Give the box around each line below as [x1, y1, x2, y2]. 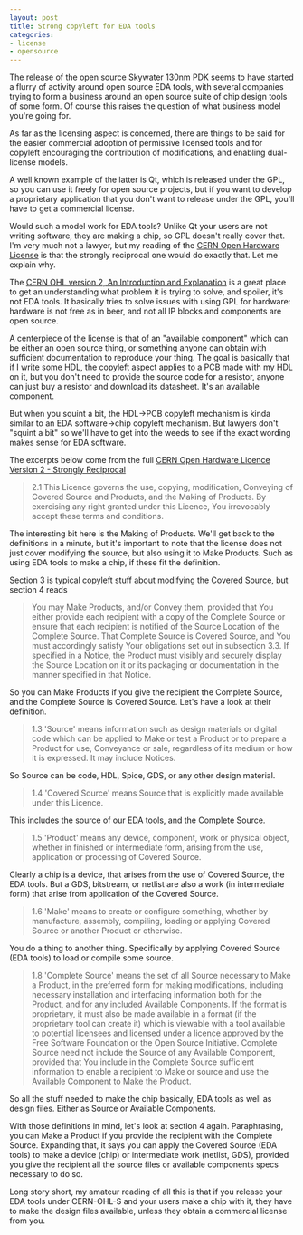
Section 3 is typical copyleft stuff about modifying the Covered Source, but [9, 574, 289, 585]
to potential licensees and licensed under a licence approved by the [31, 1028, 284, 1038]
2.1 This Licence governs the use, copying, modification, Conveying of [31, 482, 294, 493]
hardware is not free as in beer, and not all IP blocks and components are [9, 305, 282, 317]
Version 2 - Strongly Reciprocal [9, 464, 127, 476]
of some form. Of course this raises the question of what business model [9, 101, 281, 111]
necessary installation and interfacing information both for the [31, 989, 262, 1000]
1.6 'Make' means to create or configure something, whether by [31, 906, 269, 917]
